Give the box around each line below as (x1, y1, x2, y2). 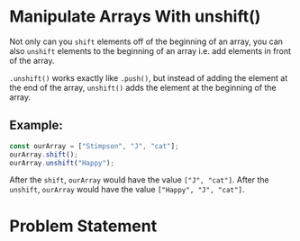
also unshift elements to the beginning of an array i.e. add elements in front (9, 45, 291, 56)
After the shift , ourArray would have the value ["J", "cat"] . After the (9, 174, 270, 185)
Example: (9, 118, 63, 133)
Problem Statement (9, 216, 158, 236)
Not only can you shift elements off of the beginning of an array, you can (9, 36, 284, 47)
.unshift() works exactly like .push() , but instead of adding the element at (9, 72, 288, 83)
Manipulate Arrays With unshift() (9, 6, 261, 27)
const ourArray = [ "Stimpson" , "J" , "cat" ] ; (9, 141, 179, 150)
